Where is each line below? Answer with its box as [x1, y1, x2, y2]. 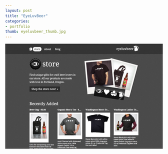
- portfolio [5, 24, 30, 29]
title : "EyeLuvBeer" [5, 13, 48, 18]
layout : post [5, 8, 32, 13]
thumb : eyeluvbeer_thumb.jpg [5, 29, 66, 34]
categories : [5, 18, 30, 23]
